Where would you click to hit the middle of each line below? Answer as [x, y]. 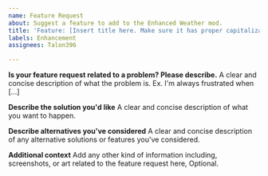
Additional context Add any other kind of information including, [113, 155]
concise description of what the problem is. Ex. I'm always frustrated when [131, 84]
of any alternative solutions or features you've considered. [104, 139]
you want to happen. [42, 115]
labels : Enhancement [43, 38]
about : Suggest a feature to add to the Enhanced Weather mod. [116, 23]
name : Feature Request [46, 16]
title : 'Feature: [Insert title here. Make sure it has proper [116, 30]
